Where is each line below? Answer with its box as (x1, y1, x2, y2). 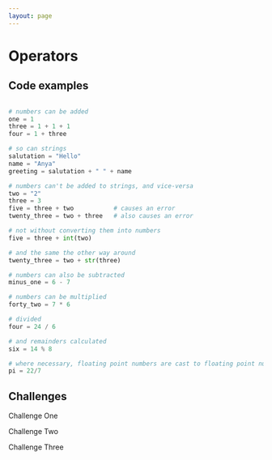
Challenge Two (8, 427, 59, 437)
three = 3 (8, 197, 42, 205)
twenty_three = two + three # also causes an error (8, 212, 194, 220)
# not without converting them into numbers (8, 227, 161, 235)
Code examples (8, 79, 89, 93)
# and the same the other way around (8, 249, 136, 257)
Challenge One (8, 411, 58, 421)
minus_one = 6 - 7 (8, 279, 70, 287)
